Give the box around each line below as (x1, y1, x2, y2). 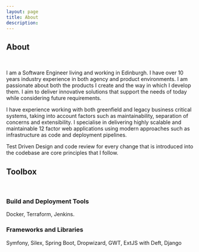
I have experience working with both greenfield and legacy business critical (6, 106, 192, 113)
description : (6, 20, 39, 26)
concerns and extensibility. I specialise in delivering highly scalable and (6, 119, 182, 126)
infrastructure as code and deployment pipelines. (6, 132, 127, 139)
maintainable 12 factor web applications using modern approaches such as (6, 125, 190, 132)
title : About (6, 14, 39, 20)
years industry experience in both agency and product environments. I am (6, 76, 188, 83)
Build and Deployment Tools (6, 197, 89, 206)
